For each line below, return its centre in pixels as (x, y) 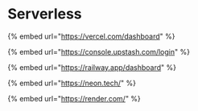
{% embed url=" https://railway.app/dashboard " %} (92, 67)
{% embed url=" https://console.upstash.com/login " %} (99, 51)
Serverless (45, 14)
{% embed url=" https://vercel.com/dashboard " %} (91, 36)
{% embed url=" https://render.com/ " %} (74, 98)
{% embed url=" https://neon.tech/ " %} (72, 83)
